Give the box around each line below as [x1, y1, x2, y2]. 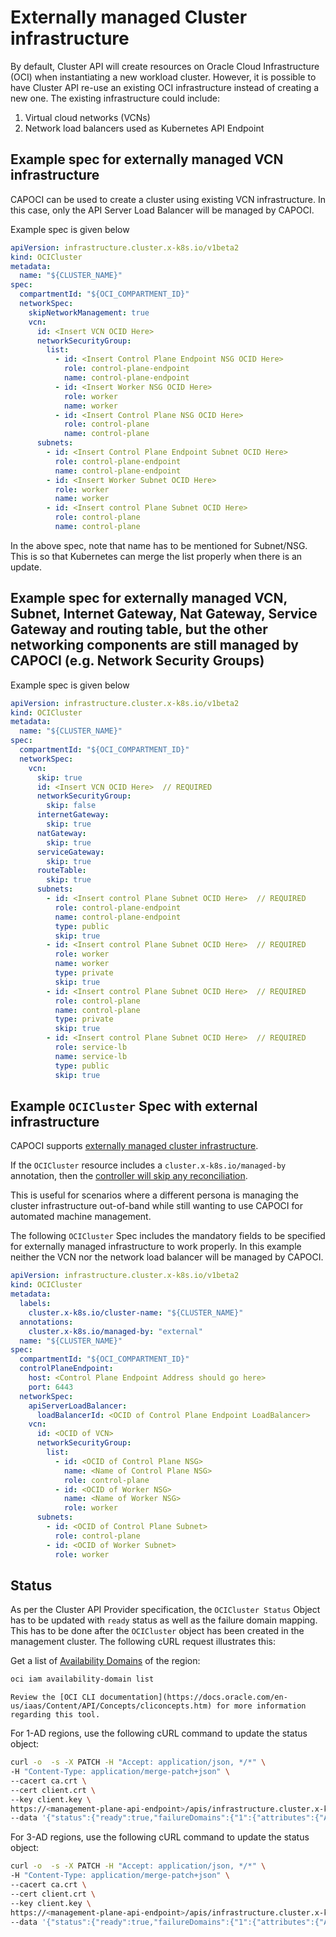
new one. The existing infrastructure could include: [10, 92, 220, 104]
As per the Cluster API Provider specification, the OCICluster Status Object [10, 1604, 321, 1616]
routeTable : [36, 866, 87, 876]
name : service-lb [54, 1051, 128, 1061]
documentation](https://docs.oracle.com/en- [99, 1692, 288, 1703]
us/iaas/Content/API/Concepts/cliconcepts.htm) [10, 1701, 213, 1711]
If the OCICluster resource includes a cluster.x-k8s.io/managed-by [10, 1159, 287, 1171]
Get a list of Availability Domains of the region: [10, 1655, 201, 1667]
